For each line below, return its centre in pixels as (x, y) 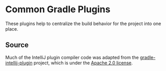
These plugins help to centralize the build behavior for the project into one (83, 23)
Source (17, 45)
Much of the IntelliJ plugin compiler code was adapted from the (72, 57)
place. (12, 29)
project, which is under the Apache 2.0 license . (83, 63)
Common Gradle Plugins (58, 9)
